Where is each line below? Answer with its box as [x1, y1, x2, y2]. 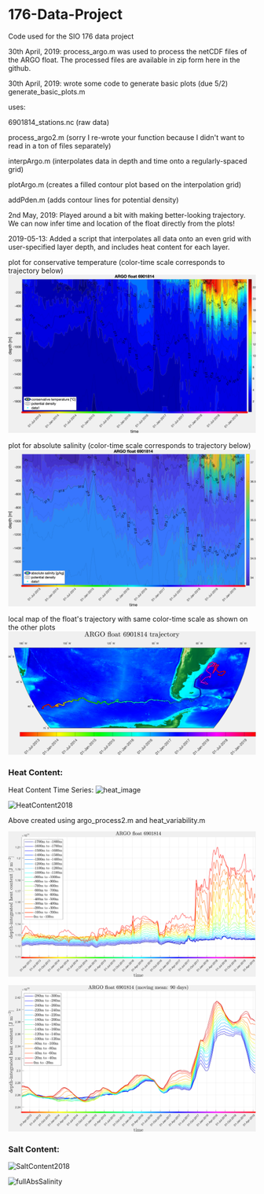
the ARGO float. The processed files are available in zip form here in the [8, 55, 241, 64]
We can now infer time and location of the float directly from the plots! [8, 219, 236, 228]
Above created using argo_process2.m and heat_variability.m [8, 815, 206, 825]
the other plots [8, 623, 56, 632]
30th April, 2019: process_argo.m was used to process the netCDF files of [8, 46, 247, 56]
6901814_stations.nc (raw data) [8, 117, 110, 127]
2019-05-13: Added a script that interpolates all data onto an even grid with [8, 233, 251, 243]
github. [8, 63, 31, 72]
